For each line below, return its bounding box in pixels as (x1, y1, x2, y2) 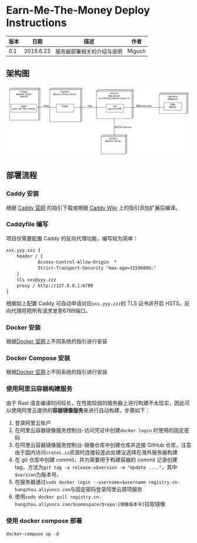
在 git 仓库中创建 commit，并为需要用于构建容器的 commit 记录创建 (14, 456, 178, 463)
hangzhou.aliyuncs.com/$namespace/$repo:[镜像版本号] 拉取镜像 (14, 500, 166, 508)
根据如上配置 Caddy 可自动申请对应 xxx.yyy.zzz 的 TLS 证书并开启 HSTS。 (6, 299, 185, 307)
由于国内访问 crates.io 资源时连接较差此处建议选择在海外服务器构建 (14, 449, 178, 456)
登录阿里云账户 (14, 419, 51, 426)
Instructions (6, 16, 67, 30)
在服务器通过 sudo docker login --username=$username (14, 478, 146, 485)
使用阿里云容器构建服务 (6, 385, 72, 393)
